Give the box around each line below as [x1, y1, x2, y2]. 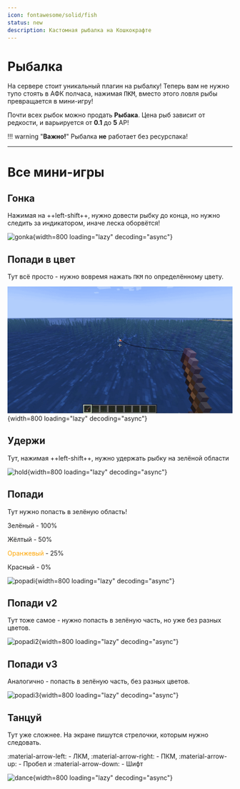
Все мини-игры [7, 164, 105, 180]
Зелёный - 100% [7, 521, 58, 530]
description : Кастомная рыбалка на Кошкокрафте [7, 26, 152, 34]
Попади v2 [7, 597, 58, 610]
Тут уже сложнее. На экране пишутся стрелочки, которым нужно [7, 730, 209, 739]
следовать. [7, 738, 41, 747]
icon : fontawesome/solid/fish [7, 11, 98, 19]
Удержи [7, 435, 46, 447]
